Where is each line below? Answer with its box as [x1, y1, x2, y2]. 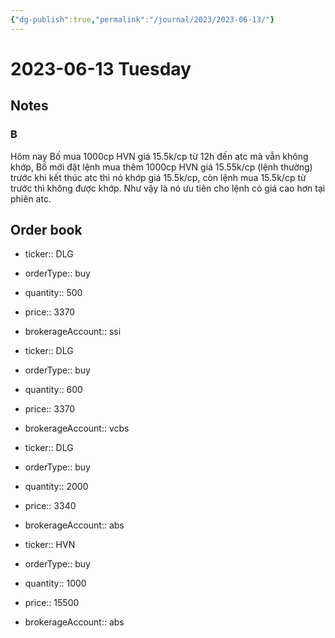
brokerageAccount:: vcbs [24, 422, 130, 435]
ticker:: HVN [24, 539, 76, 551]
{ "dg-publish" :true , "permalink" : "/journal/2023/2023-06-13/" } [10, 14, 275, 25]
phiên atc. [10, 192, 52, 205]
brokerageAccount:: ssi [24, 326, 122, 338]
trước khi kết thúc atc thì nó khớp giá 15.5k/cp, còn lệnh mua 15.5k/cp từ [10, 171, 307, 183]
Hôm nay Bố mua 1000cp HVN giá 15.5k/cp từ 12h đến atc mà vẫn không [10, 150, 309, 162]
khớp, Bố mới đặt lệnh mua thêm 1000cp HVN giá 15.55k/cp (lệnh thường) [10, 161, 313, 173]
